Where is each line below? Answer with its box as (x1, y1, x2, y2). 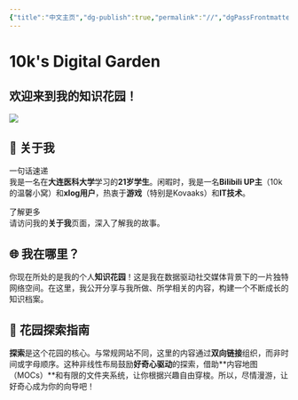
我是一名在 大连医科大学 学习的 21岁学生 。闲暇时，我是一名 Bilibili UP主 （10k (9, 177, 283, 188)
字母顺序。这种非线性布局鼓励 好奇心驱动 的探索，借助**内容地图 (24, 359, 259, 370)
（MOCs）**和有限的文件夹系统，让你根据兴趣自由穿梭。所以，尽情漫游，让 (9, 370, 288, 380)
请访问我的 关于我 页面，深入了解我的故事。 (9, 218, 165, 228)
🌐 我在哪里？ (9, 246, 80, 261)
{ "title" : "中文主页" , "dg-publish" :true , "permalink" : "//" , (9, 12, 223, 22)
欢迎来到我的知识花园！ (9, 89, 137, 104)
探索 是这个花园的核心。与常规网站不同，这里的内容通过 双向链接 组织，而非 (9, 348, 281, 358)
